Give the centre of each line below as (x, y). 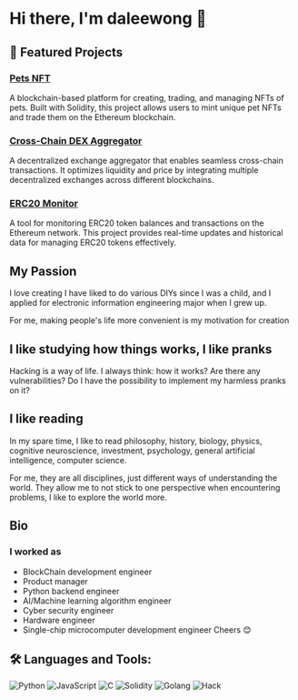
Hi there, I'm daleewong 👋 (108, 19)
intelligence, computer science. (68, 460)
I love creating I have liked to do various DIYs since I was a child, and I (140, 293)
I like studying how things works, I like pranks (141, 349)
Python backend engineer (71, 591)
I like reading (46, 419)
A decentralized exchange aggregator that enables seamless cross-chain (146, 161)
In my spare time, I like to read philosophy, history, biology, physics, (136, 441)
